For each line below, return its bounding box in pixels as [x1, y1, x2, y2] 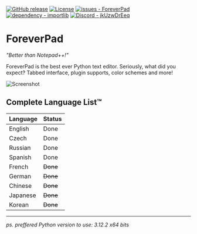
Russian [9, 143, 31, 152]
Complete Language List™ [6, 97, 102, 108]
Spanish [9, 153, 32, 161]
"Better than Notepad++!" [6, 51, 69, 58]
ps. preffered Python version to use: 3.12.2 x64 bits [6, 221, 130, 228]
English [9, 125, 29, 133]
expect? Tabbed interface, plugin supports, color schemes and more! [6, 69, 173, 76]
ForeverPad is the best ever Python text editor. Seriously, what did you [6, 63, 176, 70]
